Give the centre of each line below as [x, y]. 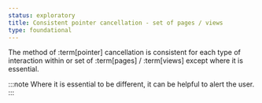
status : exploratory [42, 15]
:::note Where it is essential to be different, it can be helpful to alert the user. [131, 84]
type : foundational [40, 30]
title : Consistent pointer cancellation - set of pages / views [116, 23]
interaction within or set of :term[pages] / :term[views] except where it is [126, 61]
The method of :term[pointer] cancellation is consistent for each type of [125, 53]
